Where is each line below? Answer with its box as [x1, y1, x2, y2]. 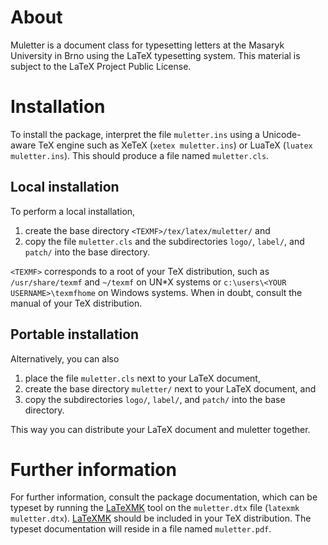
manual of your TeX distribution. [10, 297, 143, 309]
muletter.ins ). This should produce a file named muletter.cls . [10, 149, 270, 161]
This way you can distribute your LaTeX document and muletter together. [10, 423, 311, 435]
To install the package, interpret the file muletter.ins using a [10, 128, 260, 140]
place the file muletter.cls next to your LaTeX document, [24, 372, 261, 384]
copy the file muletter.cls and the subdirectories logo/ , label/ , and [24, 235, 305, 247]
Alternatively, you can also [10, 352, 120, 365]
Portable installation [10, 326, 140, 343]
